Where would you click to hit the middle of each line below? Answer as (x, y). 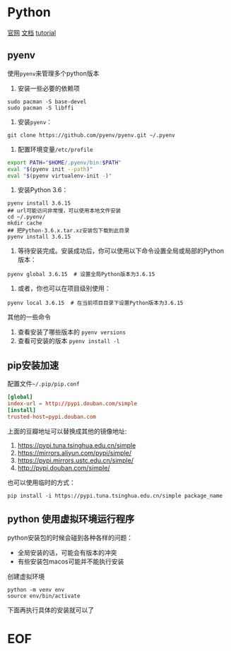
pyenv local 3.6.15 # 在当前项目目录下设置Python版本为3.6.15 (95, 303)
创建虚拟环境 (26, 576)
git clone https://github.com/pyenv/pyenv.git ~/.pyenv (91, 135)
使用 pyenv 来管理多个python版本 (53, 73)
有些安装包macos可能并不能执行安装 (71, 561)
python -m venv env (36, 590)
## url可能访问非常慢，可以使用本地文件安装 (64, 211)
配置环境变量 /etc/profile (55, 149)
